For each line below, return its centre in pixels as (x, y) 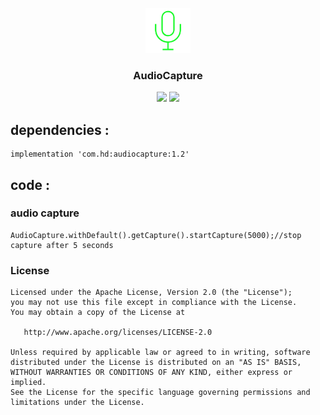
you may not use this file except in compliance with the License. (154, 303)
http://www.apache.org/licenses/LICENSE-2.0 (118, 333)
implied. (28, 383)
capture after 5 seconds (62, 245)
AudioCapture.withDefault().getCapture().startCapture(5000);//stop (156, 235)
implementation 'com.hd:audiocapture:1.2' (100, 154)
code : (30, 184)
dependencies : (60, 129)
